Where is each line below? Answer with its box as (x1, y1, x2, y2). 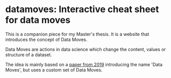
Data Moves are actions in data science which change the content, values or (5, 46, 166, 52)
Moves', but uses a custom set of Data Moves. (5, 67, 103, 73)
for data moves (5, 14, 70, 26)
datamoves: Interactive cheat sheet (5, 4, 159, 15)
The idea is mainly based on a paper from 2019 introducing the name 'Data (5, 61, 163, 67)
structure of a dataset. (5, 52, 52, 58)
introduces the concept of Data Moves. (5, 36, 88, 43)
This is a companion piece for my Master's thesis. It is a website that (5, 31, 150, 37)
